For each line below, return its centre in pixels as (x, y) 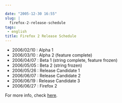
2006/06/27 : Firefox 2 (34, 86)
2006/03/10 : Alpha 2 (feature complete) (52, 55)
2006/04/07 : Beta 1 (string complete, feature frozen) (65, 60)
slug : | (13, 18)
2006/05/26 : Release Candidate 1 (46, 70)
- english (17, 32)
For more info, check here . (31, 95)
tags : (10, 27)
